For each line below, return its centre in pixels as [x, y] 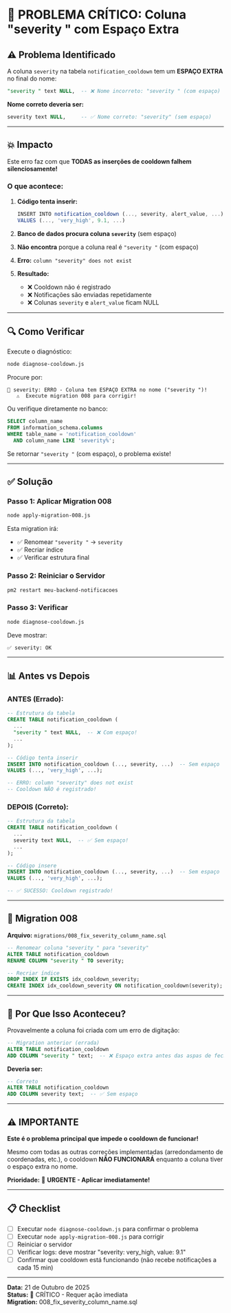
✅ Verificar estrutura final [53, 558]
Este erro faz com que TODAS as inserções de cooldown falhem [99, 161]
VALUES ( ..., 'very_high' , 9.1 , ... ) [71, 220]
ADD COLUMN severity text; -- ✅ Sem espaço [73, 1094]
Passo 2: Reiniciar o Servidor [56, 576]
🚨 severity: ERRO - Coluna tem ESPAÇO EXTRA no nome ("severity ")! [107, 390]
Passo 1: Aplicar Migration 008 [59, 501]
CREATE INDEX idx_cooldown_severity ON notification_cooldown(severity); [115, 986]
